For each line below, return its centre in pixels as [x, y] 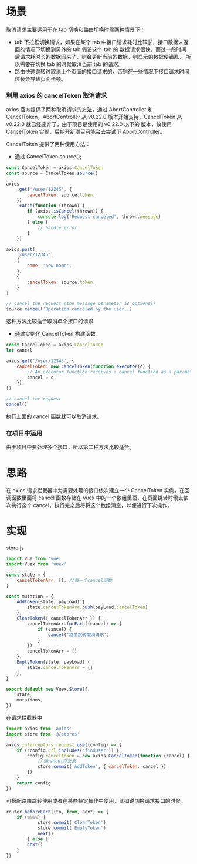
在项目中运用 [24, 433]
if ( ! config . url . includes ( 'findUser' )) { [68, 750]
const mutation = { [30, 596]
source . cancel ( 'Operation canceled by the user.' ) [69, 309]
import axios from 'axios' [39, 729]
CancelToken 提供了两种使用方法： [48, 144]
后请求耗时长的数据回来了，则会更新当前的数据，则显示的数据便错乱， [99, 57]
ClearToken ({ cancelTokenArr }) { [59, 618]
